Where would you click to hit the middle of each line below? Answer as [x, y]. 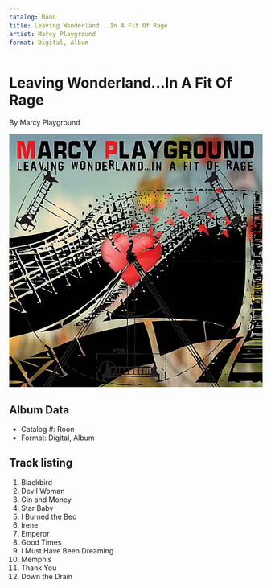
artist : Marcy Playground [52, 34]
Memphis [36, 559]
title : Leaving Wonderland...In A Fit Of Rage [88, 25]
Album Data [39, 410]
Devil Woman [43, 491]
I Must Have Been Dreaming [67, 550]
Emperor [35, 533]
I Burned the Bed [49, 516]
